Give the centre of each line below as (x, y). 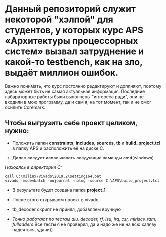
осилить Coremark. (25, 107)
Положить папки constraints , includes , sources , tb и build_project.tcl (86, 143)
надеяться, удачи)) (33, 229)
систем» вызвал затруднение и (74, 51)
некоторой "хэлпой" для (59, 20)
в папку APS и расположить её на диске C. (58, 148)
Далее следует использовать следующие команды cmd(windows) (83, 158)
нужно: (17, 131)
